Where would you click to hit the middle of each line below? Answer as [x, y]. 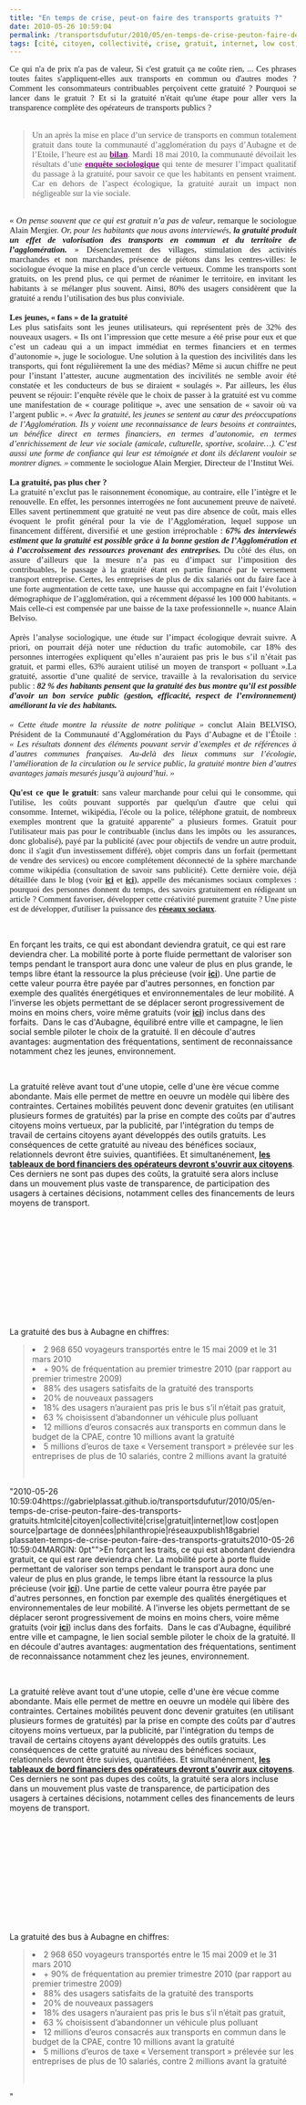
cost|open [260, 1521]
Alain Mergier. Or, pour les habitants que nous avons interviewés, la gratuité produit [153, 230]
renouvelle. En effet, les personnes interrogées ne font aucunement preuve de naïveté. [153, 502]
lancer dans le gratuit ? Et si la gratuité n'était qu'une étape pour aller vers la [153, 98]
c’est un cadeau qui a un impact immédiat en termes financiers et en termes [153, 347]
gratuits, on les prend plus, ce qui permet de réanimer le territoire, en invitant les [153, 279]
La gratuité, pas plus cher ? [58, 483]
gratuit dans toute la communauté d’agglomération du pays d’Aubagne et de [164, 145]
